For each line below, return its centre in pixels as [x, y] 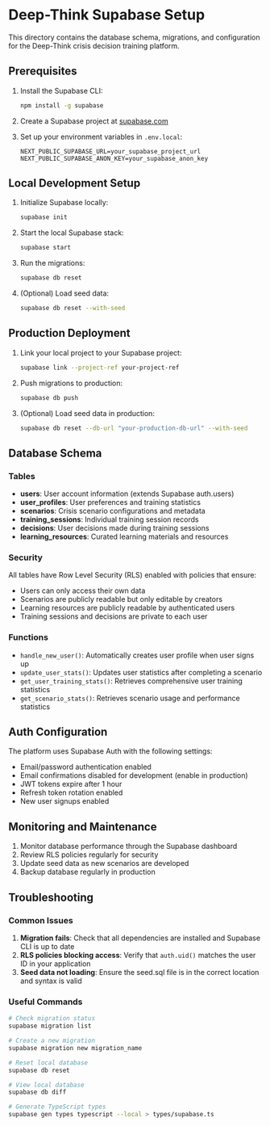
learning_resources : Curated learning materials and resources [124, 537]
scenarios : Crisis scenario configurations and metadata [112, 511]
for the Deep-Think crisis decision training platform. [94, 45]
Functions [28, 637]
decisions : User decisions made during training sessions [114, 528]
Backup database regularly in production [87, 872]
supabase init [44, 217]
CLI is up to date [47, 946]
